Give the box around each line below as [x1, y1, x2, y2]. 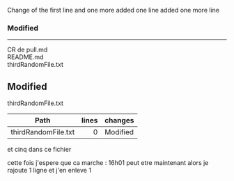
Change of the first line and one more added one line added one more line [7, 6, 219, 14]
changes [104, 116, 134, 125]
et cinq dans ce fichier [7, 145, 72, 154]
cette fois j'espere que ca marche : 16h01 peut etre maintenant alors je [7, 159, 209, 167]
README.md [7, 53, 44, 61]
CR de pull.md [7, 45, 48, 54]
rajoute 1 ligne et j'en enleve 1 [7, 166, 92, 175]
